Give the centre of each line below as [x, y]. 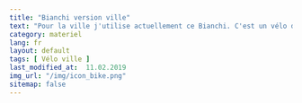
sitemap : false [38, 84]
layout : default [40, 51]
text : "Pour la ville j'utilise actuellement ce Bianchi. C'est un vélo [148, 26]
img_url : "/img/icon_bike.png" [68, 76]
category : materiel [46, 34]
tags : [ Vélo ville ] [50, 59]
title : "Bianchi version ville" [70, 17]
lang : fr [26, 43]
